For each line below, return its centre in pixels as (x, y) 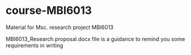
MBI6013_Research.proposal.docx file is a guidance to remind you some (95, 39)
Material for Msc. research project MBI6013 (60, 27)
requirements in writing (34, 45)
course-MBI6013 (49, 11)
